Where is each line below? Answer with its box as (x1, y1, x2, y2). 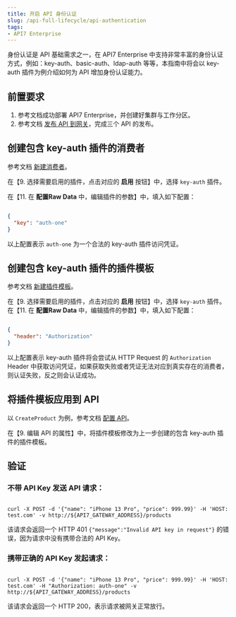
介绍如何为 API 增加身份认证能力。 (46, 68, 147, 76)
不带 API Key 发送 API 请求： (7, 483, 104, 493)
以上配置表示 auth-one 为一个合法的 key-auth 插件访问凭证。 (7, 240, 183, 248)
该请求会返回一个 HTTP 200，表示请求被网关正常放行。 (7, 601, 169, 610)
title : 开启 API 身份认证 (7, 10, 77, 18)
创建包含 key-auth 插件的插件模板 (7, 262, 154, 274)
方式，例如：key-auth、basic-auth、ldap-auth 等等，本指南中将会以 (7, 59, 206, 68)
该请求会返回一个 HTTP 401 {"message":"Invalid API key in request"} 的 (7, 525, 223, 534)
